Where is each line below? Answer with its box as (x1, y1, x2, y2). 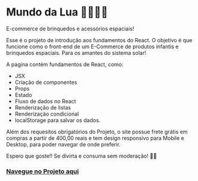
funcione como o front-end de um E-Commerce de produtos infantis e (6, 43, 179, 50)
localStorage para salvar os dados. (14, 116, 101, 124)
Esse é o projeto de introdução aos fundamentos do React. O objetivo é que (6, 36, 193, 43)
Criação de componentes (14, 79, 78, 86)
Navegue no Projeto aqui (6, 167, 79, 175)
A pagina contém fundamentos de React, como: (6, 61, 123, 68)
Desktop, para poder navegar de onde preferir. (6, 141, 121, 148)
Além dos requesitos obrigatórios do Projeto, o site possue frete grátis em (6, 128, 188, 135)
